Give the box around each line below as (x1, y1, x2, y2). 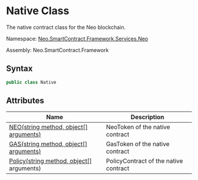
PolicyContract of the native (105, 157, 183, 165)
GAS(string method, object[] (9, 140, 87, 148)
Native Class (6, 4, 70, 18)
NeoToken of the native (105, 123, 170, 131)
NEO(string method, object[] (9, 123, 88, 131)
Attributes (6, 96, 44, 106)
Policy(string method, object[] (9, 157, 93, 165)
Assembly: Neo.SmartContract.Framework (6, 46, 109, 54)
